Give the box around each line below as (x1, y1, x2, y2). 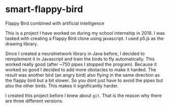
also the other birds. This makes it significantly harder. (5, 82, 119, 89)
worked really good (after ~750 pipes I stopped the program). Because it (5, 61, 157, 67)
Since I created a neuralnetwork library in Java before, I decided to (5, 50, 145, 57)
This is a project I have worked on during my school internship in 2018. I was (5, 30, 165, 36)
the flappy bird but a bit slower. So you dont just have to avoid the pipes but (5, 77, 163, 83)
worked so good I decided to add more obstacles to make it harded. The (5, 67, 156, 73)
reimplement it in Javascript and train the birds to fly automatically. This (5, 56, 155, 62)
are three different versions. (5, 97, 63, 104)
